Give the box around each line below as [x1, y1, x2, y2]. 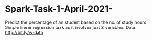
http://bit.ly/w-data [5, 29, 43, 35]
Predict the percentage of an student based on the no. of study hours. [5, 19, 148, 25]
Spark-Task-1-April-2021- [5, 3, 113, 14]
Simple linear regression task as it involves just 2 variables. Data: [5, 24, 137, 30]
